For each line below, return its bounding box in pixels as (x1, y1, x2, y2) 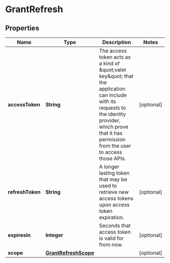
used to (99, 182, 117, 189)
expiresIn (8, 232, 31, 239)
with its (99, 98, 116, 105)
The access (99, 47, 127, 54)
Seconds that (99, 222, 131, 229)
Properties (5, 24, 39, 32)
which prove (99, 123, 129, 130)
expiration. (99, 214, 124, 221)
